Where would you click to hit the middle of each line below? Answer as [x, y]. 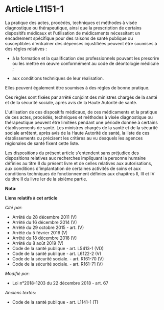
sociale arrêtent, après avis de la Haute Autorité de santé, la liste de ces [77, 133]
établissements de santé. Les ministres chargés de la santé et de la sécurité [82, 127]
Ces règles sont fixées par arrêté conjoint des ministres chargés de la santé [81, 97]
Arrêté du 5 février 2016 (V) [40, 232]
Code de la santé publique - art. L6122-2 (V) [57, 254]
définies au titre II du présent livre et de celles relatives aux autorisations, [79, 163]
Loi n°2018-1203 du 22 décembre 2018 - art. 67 [60, 283]
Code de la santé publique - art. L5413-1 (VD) [58, 248]
